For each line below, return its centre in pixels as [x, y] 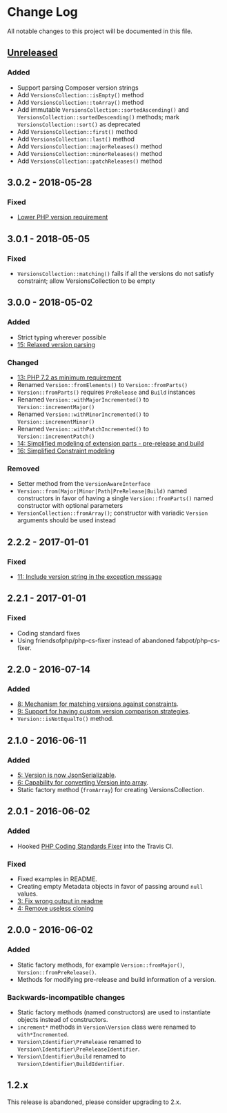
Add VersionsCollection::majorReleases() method [90, 146]
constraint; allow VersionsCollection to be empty [86, 281]
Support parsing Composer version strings [78, 88]
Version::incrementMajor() [56, 407]
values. [27, 894]
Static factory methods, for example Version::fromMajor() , [101, 965]
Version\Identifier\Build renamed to [71, 1056]
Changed [23, 362]
